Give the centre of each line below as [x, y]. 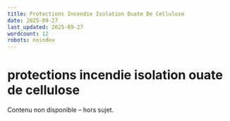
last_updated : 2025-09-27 [45, 27]
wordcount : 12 [28, 34]
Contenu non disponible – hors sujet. [61, 110]
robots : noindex [31, 40]
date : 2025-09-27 [33, 21]
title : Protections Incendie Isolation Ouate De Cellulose [96, 14]
